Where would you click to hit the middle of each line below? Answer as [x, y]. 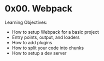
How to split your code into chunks [48, 48]
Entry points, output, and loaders [46, 37]
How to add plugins [32, 42]
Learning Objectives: [26, 22]
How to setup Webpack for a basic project [55, 32]
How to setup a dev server [39, 53]
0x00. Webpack [39, 9]
